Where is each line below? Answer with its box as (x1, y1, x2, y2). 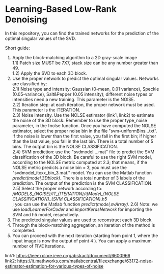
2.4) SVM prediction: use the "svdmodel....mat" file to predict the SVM (12, 149, 155, 155)
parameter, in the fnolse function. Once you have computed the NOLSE (12, 122, 156, 129)
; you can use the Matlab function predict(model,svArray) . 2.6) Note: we (12, 201, 158, 207)
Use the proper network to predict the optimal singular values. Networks (12, 75, 159, 81)
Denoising (5, 14, 48, 25)
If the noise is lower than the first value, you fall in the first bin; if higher (12, 133, 157, 139)
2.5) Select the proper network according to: (12, 185, 103, 191)
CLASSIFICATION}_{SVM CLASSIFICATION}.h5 (12, 196, 107, 202)
